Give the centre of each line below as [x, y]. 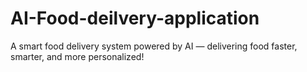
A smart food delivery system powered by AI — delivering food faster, [154, 46]
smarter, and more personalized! [77, 56]
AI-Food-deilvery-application [135, 18]
